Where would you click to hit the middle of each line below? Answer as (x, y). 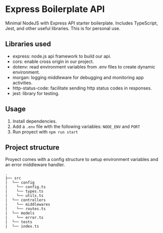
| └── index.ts (22, 226)
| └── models (20, 213)
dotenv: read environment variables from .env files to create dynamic (84, 66)
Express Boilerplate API (55, 9)
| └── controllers (26, 200)
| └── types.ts (24, 191)
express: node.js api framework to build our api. (62, 56)
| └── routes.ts (26, 209)
